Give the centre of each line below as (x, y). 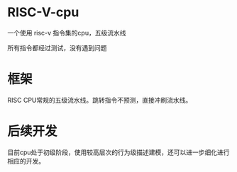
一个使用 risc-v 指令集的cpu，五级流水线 (67, 33)
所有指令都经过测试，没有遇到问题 (57, 47)
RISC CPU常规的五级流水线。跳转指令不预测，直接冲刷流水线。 (100, 100)
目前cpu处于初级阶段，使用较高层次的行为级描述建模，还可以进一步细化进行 (118, 152)
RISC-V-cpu (43, 12)
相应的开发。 (26, 161)
